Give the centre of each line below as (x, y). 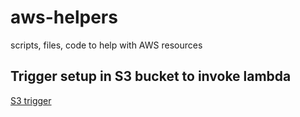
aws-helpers (64, 17)
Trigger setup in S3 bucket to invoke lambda (151, 76)
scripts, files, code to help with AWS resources (106, 45)
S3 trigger (31, 100)
